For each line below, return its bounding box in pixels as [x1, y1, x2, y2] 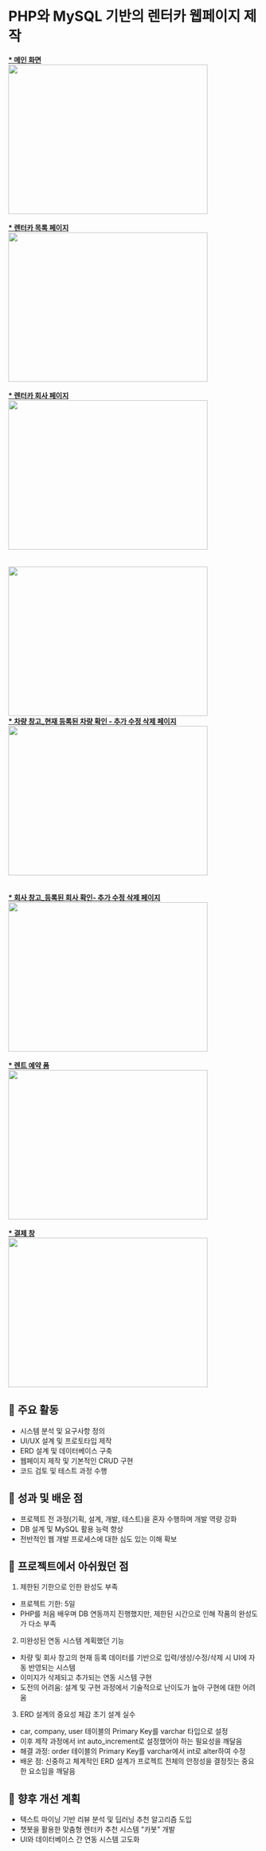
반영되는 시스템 [28, 1663, 76, 1673]
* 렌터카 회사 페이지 [8, 390, 69, 400]
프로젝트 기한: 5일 [19, 1599, 76, 1609]
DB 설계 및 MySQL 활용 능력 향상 [19, 1524, 123, 1534]
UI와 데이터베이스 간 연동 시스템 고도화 [19, 1834, 140, 1845]
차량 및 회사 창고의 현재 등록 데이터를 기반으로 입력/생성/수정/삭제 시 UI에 [19, 1653, 247, 1662]
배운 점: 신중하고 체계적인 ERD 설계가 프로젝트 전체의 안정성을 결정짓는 [19, 1756, 241, 1766]
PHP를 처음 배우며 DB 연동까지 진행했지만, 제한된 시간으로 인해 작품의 [19, 1609, 237, 1618]
